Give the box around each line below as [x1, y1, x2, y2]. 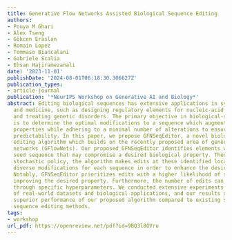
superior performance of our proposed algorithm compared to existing [13, 196, 221, 204]
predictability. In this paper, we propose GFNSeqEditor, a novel [13, 132, 209, 139]
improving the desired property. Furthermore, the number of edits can [13, 177, 224, 184]
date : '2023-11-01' [7, 68, 64, 75]
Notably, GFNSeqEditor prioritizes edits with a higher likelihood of [13, 171, 221, 178]
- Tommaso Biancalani [7, 49, 70, 56]
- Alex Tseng [7, 29, 45, 37]
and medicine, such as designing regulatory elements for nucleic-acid [13, 107, 224, 113]
